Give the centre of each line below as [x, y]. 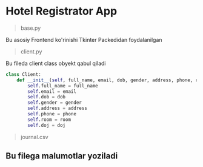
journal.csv [35, 137]
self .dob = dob [47, 97]
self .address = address [57, 108]
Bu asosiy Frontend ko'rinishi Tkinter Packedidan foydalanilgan [84, 39]
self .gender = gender [55, 103]
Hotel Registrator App [62, 11]
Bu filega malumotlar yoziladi [62, 156]
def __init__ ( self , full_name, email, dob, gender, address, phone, [105, 80]
